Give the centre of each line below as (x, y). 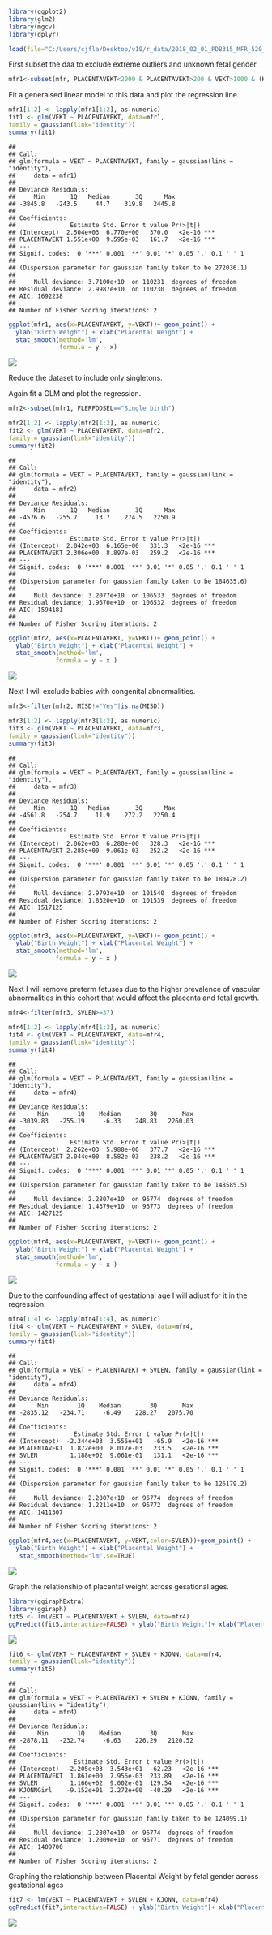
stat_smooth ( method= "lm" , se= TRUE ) (77, 1556)
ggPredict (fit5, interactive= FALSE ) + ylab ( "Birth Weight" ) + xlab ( (123, 1624)
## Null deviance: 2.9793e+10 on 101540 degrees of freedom (123, 893)
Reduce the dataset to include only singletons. (86, 378)
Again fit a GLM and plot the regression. (75, 394)
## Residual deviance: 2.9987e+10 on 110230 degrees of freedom (123, 289)
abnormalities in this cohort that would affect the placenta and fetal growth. (134, 998)
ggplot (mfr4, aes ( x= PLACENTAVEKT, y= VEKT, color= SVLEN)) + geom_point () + (130, 1541)
